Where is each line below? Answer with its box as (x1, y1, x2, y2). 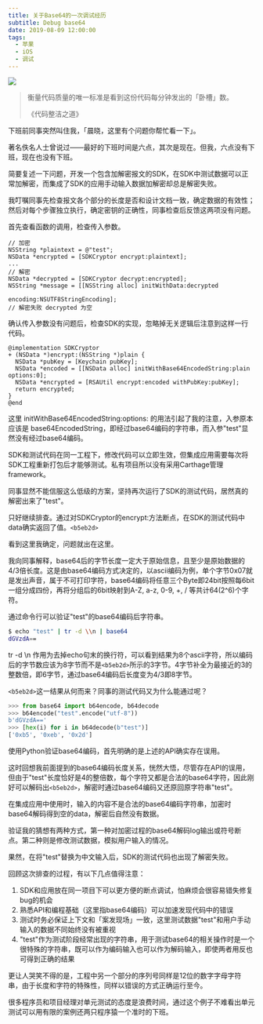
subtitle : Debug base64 (8, 19, 86, 27)
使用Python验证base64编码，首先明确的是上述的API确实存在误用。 (8, 746, 225, 756)
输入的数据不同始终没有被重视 (19, 925, 116, 934)
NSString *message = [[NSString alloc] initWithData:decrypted (8, 282, 219, 290)
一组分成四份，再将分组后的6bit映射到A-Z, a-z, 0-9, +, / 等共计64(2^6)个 (8, 585, 243, 595)
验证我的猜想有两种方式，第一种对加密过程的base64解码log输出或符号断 (8, 825, 242, 835)
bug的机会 (19, 895, 53, 905)
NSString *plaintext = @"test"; (8, 246, 113, 253)
